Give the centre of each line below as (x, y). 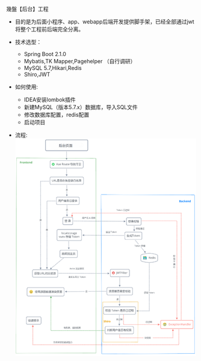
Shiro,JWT (37, 74)
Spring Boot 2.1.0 (45, 54)
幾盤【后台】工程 (27, 9)
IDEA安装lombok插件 (50, 99)
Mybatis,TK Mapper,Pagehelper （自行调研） (80, 61)
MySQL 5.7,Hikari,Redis (53, 68)
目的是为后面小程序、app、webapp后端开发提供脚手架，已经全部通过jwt (104, 22)
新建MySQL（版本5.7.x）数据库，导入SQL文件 (81, 107)
